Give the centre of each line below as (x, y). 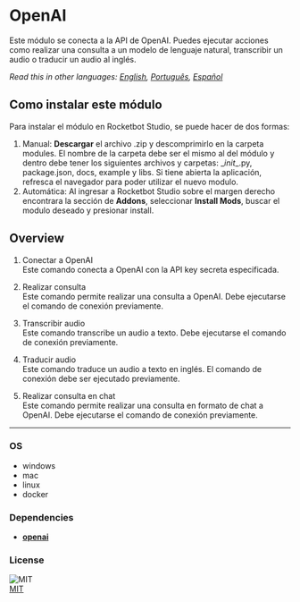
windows (39, 465)
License (27, 560)
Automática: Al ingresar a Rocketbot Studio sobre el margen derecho (148, 191)
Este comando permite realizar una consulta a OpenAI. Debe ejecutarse (154, 296)
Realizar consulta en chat (69, 395)
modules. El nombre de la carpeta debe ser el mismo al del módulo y (148, 153)
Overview (37, 238)
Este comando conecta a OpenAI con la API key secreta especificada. (150, 269)
